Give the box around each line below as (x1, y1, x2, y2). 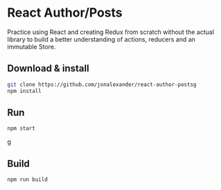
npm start (7, 125, 36, 132)
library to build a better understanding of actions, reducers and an (7, 35, 196, 43)
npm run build (7, 176, 48, 183)
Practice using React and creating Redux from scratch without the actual (7, 28, 215, 36)
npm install (7, 87, 42, 94)
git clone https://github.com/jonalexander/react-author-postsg (7, 81, 197, 88)
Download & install (7, 62, 89, 74)
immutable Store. (7, 42, 56, 51)
